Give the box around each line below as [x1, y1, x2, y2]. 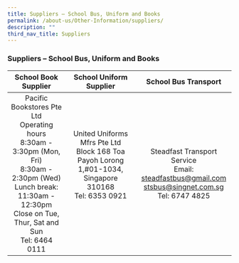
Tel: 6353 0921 [74, 190, 127, 200]
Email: [174, 164, 194, 174]
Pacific [24, 93, 48, 103]
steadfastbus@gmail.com [141, 173, 226, 183]
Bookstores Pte [11, 102, 63, 112]
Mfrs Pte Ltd [80, 137, 122, 147]
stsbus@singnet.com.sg [143, 182, 224, 192]
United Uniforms [73, 129, 128, 139]
